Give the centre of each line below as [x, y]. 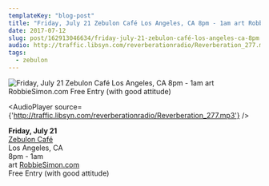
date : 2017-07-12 [37, 30]
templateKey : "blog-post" [51, 16]
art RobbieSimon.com [44, 164]
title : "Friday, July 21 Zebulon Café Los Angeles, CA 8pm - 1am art [127, 23]
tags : [17, 53]
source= [68, 107]
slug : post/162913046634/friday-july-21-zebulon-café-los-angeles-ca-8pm [134, 38]
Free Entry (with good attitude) [59, 173]
